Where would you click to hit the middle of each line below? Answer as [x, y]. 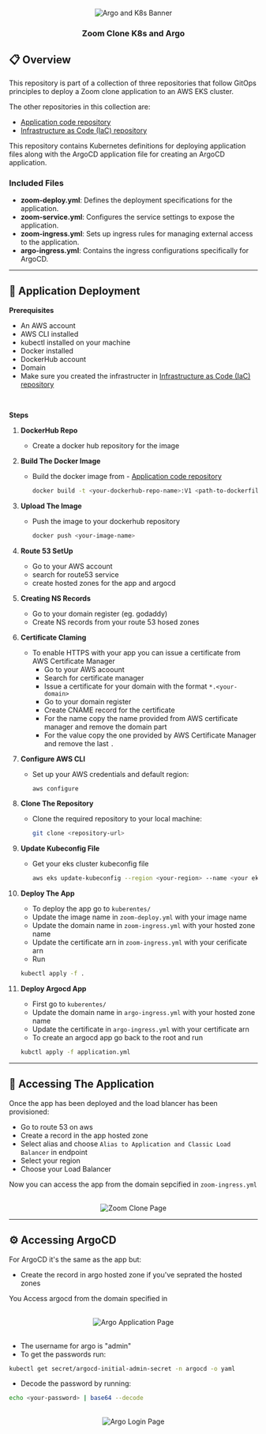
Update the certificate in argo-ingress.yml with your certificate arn [140, 1029]
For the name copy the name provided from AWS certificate [141, 718]
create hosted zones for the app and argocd [104, 583]
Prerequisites [32, 310]
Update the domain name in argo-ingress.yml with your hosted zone [144, 1013]
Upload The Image [51, 506]
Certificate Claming [53, 637]
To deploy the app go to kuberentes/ [91, 909]
